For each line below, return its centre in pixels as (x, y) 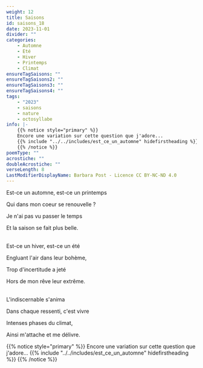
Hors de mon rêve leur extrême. (46, 281)
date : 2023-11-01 (28, 29)
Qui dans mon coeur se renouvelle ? (51, 204)
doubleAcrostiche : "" (34, 164)
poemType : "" (23, 153)
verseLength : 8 (25, 170)
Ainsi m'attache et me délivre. (43, 335)
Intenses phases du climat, (40, 323)
